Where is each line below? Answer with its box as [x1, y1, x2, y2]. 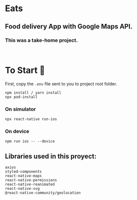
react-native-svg [5, 186, 40, 191]
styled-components [5, 169, 42, 174]
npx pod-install [5, 94, 38, 100]
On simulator [5, 105, 36, 112]
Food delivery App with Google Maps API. [5, 22, 133, 31]
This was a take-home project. [5, 37, 78, 44]
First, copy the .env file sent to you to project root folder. [5, 81, 117, 86]
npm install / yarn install [5, 90, 62, 95]
